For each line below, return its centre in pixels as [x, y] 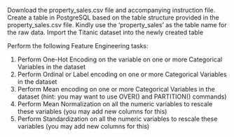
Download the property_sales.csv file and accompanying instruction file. [111, 10]
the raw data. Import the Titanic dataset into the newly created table [105, 32]
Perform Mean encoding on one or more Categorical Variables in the [116, 89]
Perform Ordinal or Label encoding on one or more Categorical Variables [122, 74]
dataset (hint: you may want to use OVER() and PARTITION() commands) [122, 96]
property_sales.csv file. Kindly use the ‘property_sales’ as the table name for [117, 25]
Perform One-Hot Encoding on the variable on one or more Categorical [120, 59]
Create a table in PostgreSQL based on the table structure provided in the [113, 17]
